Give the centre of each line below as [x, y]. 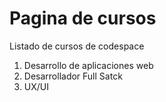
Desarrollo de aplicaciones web [88, 65]
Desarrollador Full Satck [73, 76]
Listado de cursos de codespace [77, 46]
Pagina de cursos [83, 18]
